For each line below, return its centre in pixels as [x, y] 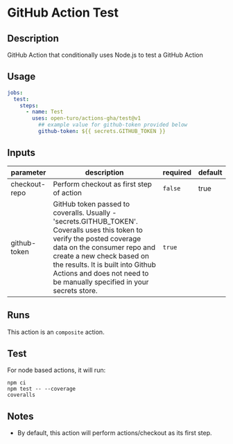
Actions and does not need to [101, 273]
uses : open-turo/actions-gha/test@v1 [86, 118]
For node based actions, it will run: [57, 370]
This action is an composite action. [56, 332]
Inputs [21, 153]
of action [67, 193]
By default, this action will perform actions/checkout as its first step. [115, 433]
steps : [29, 105]
